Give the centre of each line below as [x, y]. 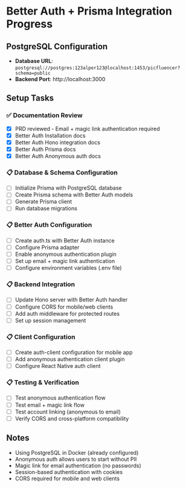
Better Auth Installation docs [50, 135]
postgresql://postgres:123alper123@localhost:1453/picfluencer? [98, 68]
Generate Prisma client [43, 202]
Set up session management [50, 320]
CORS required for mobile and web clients [67, 478]
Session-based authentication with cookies [69, 472]
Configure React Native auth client [58, 366]
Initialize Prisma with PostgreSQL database [68, 188]
